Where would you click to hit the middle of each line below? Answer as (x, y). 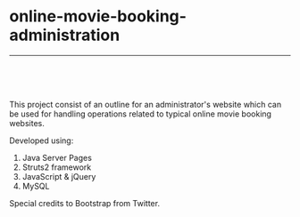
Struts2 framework (57, 167)
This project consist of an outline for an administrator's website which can (146, 104)
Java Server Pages (57, 157)
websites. (27, 123)
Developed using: (42, 141)
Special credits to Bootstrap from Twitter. (85, 203)
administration (65, 35)
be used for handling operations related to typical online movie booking (141, 114)
